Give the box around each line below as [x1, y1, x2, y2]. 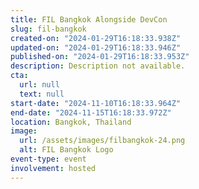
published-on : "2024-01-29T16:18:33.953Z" [10, 52, 190, 62]
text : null [19, 89, 65, 99]
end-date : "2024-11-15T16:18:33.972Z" [10, 107, 172, 118]
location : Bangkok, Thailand [10, 117, 132, 127]
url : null [19, 80, 60, 90]
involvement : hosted [10, 163, 97, 173]
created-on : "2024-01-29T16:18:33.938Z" [10, 33, 182, 43]
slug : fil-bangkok [10, 24, 87, 34]
